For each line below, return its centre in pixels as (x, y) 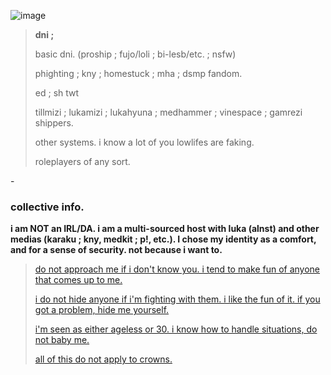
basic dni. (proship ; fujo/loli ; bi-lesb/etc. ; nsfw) (135, 54)
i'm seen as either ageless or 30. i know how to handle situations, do (176, 329)
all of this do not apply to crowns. (103, 359)
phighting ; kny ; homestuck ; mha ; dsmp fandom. (138, 73)
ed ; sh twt (57, 93)
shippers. (54, 123)
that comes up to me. (78, 280)
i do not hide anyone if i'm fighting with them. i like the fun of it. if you (177, 299)
